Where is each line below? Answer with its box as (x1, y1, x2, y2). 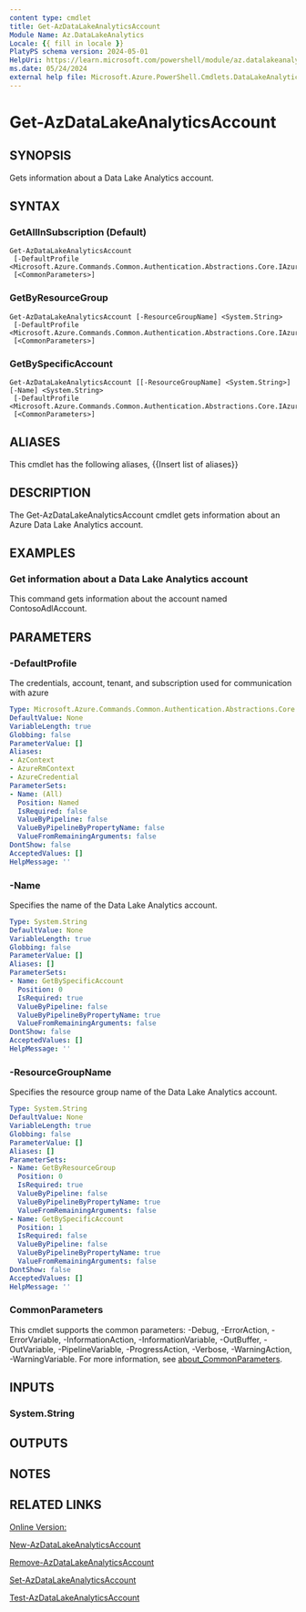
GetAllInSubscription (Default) (9, 226, 148, 239)
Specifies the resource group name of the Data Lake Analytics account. (9, 1086, 278, 1098)
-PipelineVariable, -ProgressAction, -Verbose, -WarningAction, (57, 1343, 293, 1354)
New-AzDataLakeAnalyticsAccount (9, 1539, 141, 1550)
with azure (9, 687, 49, 698)
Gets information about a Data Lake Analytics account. (9, 172, 214, 183)
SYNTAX (9, 199, 61, 214)
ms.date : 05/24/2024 (9, 65, 88, 74)
